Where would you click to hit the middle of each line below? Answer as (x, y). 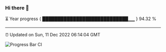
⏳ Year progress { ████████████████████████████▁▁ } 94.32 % (81, 19)
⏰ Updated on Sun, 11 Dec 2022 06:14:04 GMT (53, 35)
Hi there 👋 (17, 8)
